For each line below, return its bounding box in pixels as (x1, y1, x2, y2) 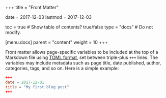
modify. (5, 29, 21, 35)
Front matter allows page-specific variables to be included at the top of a (5, 49, 158, 55)
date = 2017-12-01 (5, 80, 44, 85)
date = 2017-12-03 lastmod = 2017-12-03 (5, 14, 92, 20)
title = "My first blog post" (5, 84, 70, 89)
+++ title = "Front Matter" (5, 5, 59, 10)
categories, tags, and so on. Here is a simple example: (5, 66, 119, 71)
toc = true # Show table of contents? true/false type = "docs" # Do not (5, 24, 153, 30)
